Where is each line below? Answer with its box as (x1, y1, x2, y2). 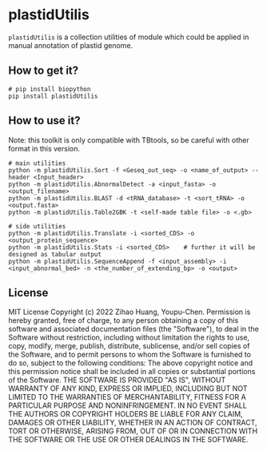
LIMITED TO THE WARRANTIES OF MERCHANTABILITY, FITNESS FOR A (8, 393, 246, 402)
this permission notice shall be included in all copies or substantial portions (8, 367, 256, 377)
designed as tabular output (8, 250, 102, 258)
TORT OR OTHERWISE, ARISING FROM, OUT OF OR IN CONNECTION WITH (8, 426, 258, 436)
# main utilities (8, 159, 66, 167)
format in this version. (8, 143, 80, 153)
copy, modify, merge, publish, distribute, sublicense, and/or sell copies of (8, 341, 250, 351)
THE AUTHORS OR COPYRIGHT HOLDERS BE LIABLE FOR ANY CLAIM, (8, 409, 243, 419)
